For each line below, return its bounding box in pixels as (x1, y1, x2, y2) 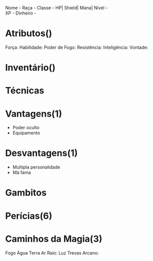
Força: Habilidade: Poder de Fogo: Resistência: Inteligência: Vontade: (5, 44, 148, 50)
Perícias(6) (5, 210, 52, 221)
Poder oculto (12, 125, 40, 131)
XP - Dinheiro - (5, 10, 37, 16)
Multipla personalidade (12, 164, 60, 170)
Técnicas (5, 85, 44, 97)
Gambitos (5, 187, 47, 199)
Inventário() (5, 62, 56, 73)
